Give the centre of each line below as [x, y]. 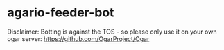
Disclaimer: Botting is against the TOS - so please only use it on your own [112, 32]
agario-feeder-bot [61, 13]
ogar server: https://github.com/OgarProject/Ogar [78, 38]
